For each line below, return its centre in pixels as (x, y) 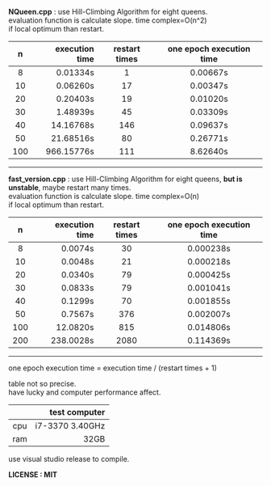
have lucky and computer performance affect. (85, 392)
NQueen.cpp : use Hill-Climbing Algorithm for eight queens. (108, 12)
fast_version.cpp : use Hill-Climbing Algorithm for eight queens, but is (125, 179)
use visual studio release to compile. (69, 459)
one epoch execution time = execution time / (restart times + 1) (113, 368)
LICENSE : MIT (33, 475)
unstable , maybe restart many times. (70, 188)
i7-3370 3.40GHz (70, 426)
